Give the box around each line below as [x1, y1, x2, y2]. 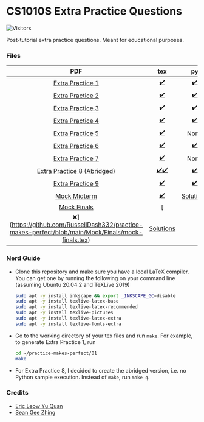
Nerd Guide [6, 254, 41, 262]
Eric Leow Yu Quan [15, 402, 63, 409]
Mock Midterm [55, 192, 97, 200]
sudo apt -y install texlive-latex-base [15, 298, 119, 304]
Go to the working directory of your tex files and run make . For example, [15, 332, 193, 339]
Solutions [148, 224, 176, 233]
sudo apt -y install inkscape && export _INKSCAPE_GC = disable [15, 292, 176, 299]
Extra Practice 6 [53, 141, 99, 150]
